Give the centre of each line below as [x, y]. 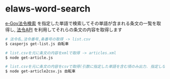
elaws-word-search [48, 9]
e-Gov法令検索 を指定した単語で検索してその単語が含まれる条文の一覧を [81, 23]
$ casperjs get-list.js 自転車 [37, 44]
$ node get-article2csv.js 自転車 [40, 71]
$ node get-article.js [29, 58]
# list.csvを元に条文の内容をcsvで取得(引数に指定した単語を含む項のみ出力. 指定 [82, 67]
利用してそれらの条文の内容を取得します [80, 29]
